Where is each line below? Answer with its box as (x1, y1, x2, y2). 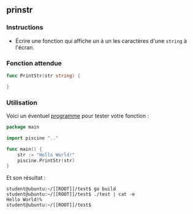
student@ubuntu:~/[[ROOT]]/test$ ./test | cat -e (6, 191, 136, 197)
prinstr (6, 5, 33, 15)
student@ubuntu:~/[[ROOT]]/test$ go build (6, 186, 116, 192)
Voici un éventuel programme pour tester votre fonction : (6, 113, 150, 120)
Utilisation (6, 98, 38, 106)
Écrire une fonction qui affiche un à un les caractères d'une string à (15, 37, 188, 45)
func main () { (6, 146, 43, 152)
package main (6, 124, 40, 130)
